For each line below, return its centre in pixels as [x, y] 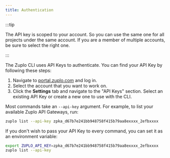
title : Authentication [29, 10]
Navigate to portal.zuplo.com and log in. [55, 80]
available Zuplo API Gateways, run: [42, 112]
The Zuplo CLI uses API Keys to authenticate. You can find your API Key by [84, 65]
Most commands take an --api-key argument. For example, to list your [79, 106]
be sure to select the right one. [38, 45]
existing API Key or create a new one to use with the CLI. [72, 96]
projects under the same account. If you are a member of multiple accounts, [85, 40]
